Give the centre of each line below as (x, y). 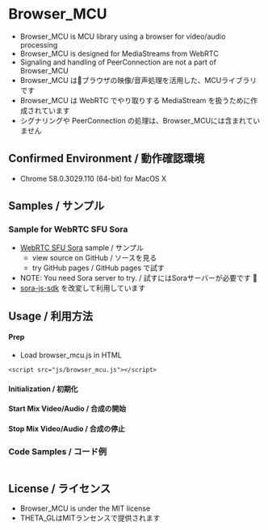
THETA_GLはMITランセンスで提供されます (90, 518)
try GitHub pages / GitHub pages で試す (98, 268)
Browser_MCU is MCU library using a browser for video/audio (123, 36)
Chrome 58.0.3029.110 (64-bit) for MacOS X (93, 178)
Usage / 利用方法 (51, 316)
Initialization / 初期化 (43, 389)
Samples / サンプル (57, 206)
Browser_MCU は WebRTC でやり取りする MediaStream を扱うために (135, 100)
